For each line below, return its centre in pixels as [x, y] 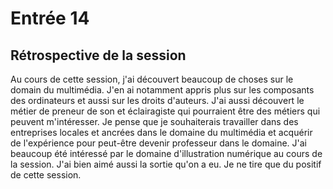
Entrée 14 [50, 18]
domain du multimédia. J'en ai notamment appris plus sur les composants [162, 90]
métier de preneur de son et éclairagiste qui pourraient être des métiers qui [165, 111]
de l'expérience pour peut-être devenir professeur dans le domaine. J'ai [159, 143]
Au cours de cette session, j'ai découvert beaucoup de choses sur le [152, 79]
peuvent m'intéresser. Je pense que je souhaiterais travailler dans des [154, 121]
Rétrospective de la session [98, 55]
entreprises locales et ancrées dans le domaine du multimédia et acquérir [161, 132]
